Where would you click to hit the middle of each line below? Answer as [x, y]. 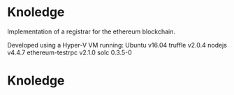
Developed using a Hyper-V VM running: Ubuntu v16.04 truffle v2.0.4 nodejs [117, 45]
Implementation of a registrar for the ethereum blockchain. [92, 31]
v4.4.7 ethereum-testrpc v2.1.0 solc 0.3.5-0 [70, 52]
